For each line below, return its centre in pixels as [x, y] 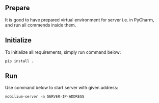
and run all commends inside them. [40, 25]
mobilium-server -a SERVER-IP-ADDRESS [45, 97]
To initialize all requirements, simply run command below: [63, 52]
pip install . [20, 61]
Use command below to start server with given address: [62, 88]
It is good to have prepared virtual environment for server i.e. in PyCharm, [80, 20]
